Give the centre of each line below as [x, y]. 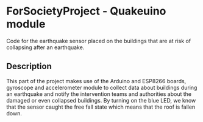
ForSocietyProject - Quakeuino [86, 11]
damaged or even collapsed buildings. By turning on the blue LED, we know [101, 100]
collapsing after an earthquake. [45, 47]
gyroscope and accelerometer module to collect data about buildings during [102, 87]
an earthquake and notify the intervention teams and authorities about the [99, 94]
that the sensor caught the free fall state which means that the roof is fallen [101, 107]
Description [29, 66]
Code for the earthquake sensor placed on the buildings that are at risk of [98, 41]
